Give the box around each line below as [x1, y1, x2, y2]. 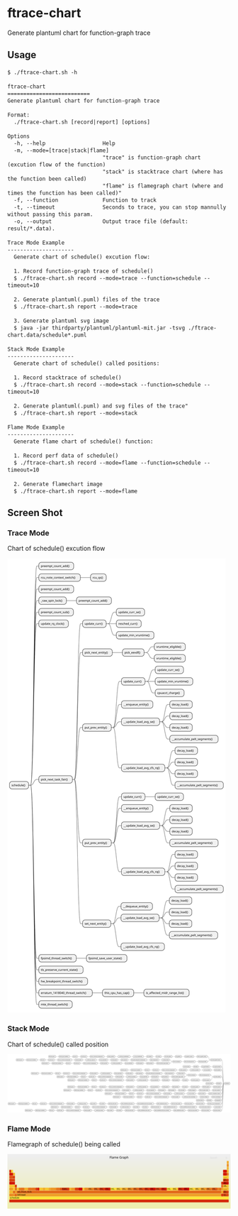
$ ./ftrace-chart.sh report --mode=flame [13, 488, 138, 495]
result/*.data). [7, 225, 55, 232]
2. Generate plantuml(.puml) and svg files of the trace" [13, 402, 189, 410]
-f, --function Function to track [13, 197, 157, 204]
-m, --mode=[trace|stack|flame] [13, 147, 110, 154]
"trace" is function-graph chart [102, 154, 201, 161]
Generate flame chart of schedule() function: [13, 438, 154, 445]
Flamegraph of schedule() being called [7, 1139, 120, 1148]
